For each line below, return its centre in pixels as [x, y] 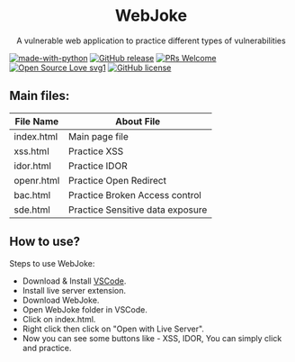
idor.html [33, 166]
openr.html [37, 180]
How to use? [45, 242]
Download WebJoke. [61, 300]
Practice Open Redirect [117, 180]
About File [138, 121]
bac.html [32, 195]
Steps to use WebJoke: [52, 263]
